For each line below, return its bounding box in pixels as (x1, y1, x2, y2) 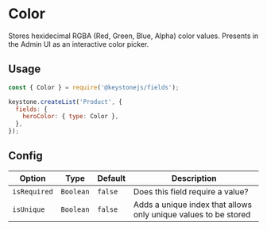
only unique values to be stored (133, 209, 251, 220)
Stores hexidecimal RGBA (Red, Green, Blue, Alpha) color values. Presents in (8, 31, 259, 40)
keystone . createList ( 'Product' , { (8, 98, 123, 105)
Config (8, 149, 43, 163)
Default (97, 172, 126, 183)
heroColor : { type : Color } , (22, 113, 119, 121)
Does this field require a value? (133, 186, 249, 197)
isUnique (12, 205, 45, 214)
